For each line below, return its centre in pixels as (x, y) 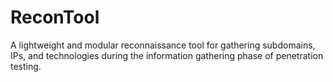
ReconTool (55, 17)
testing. (26, 66)
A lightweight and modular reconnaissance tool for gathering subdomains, (163, 45)
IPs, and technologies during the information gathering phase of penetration (167, 55)
